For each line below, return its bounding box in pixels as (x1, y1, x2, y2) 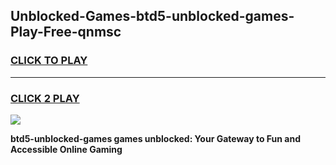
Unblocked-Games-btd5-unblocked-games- (10, 8, 295, 25)
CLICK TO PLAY (10, 54, 88, 68)
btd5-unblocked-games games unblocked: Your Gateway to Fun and (10, 132, 301, 144)
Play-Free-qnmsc (10, 24, 122, 41)
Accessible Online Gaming (10, 143, 123, 155)
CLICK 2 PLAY (10, 91, 80, 105)
